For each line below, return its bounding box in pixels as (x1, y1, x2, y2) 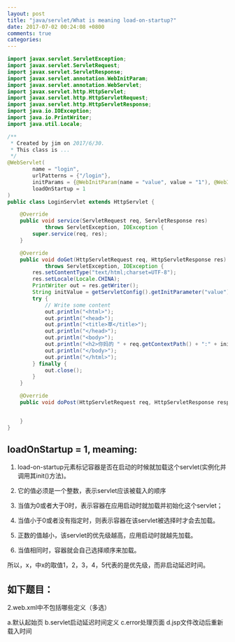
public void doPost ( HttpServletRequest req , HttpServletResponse (20, 399, 215, 406)
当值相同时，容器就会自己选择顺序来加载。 (17, 546, 141, 554)
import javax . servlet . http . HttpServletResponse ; (7, 101, 152, 109)
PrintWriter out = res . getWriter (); (32, 282, 139, 289)
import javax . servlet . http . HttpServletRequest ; (7, 95, 149, 102)
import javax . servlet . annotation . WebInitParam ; (7, 75, 149, 82)
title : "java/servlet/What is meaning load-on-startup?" (7, 17, 177, 24)
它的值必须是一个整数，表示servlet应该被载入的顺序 (17, 487, 166, 495)
